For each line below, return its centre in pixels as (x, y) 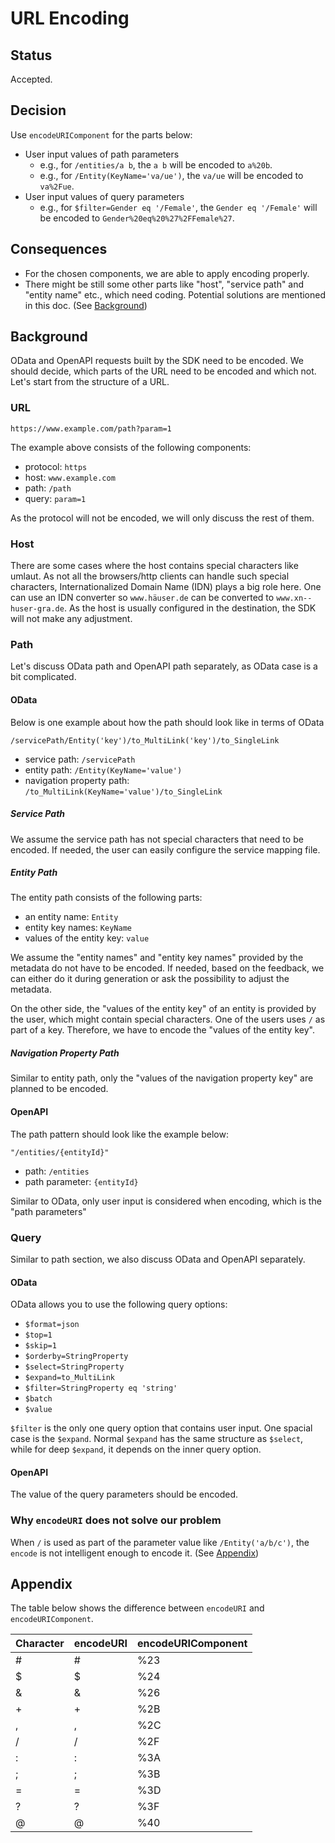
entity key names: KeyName (78, 928)
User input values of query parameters (104, 196)
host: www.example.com (70, 477)
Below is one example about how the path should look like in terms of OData (167, 722)
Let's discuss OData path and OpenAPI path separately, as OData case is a (164, 666)
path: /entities (57, 1171)
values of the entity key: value (87, 938)
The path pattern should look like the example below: (119, 1134)
